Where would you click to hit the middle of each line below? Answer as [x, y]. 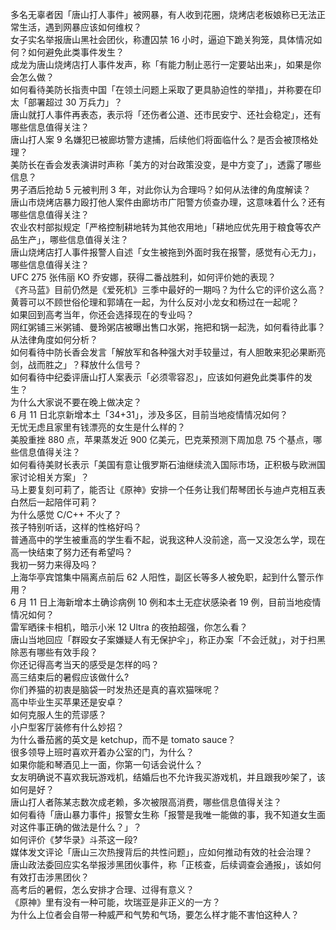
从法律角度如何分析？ [54, 339]
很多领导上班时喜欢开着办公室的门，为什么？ [102, 752]
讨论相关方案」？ [54, 477]
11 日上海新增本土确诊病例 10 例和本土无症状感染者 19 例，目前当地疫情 [175, 602]
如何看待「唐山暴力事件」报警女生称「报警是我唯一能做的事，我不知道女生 [163, 814]
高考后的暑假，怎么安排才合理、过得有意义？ [102, 889]
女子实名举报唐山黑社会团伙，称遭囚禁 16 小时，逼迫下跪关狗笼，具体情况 [162, 39]
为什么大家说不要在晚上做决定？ [76, 402]
